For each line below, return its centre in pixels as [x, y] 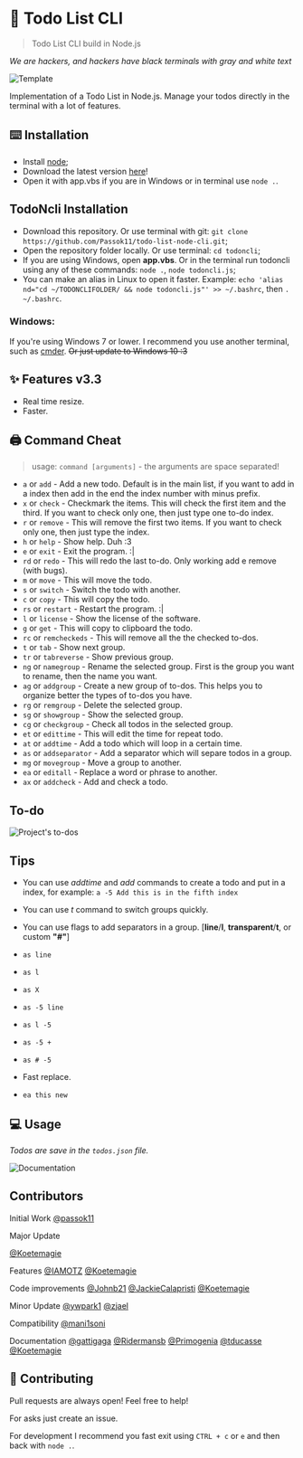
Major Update [35, 1236]
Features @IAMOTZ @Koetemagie [73, 1271]
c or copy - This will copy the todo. [86, 600]
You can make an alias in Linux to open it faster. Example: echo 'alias [152, 279]
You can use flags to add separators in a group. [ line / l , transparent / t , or [157, 927]
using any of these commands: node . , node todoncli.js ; [129, 270]
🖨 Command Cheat [66, 441]
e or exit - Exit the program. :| [79, 552]
